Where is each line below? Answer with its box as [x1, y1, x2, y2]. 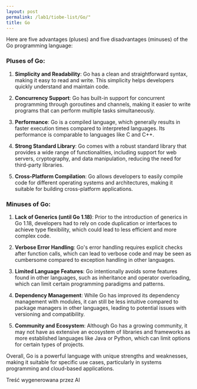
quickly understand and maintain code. [14, 83, 110, 90]
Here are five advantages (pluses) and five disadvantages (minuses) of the [6, 36, 188, 43]
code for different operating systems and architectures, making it [14, 179, 173, 186]
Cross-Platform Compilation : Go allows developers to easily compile [14, 173, 183, 180]
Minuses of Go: [6, 200, 51, 208]
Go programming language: [6, 42, 73, 49]
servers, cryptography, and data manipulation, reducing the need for [14, 155, 182, 162]
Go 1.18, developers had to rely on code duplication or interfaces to [14, 219, 178, 226]
